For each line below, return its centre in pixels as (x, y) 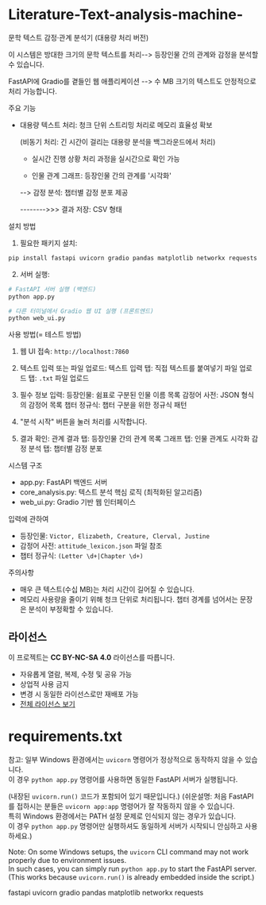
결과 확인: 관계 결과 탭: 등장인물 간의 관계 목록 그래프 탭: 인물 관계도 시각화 (135, 439)
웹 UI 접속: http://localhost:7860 (74, 352)
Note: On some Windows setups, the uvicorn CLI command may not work (128, 852)
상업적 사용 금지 (44, 684)
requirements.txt (66, 737)
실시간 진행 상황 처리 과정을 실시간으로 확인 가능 (106, 158)
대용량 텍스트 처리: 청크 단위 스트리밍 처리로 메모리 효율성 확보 (116, 125)
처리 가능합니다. (33, 91)
